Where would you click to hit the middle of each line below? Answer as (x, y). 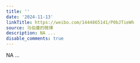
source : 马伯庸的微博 (30, 28)
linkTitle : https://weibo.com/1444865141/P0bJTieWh (70, 22)
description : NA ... (31, 33)
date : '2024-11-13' (30, 17)
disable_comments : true (35, 38)
